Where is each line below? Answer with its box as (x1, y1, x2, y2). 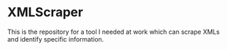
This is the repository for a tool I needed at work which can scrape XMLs (7, 27, 220, 36)
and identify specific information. (7, 35, 104, 43)
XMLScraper (7, 4, 84, 20)
